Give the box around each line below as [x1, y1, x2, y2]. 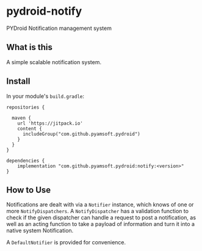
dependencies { [6, 158, 45, 164]
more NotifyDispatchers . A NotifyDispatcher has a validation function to [6, 208, 189, 215]
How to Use [6, 184, 51, 195]
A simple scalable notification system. [6, 58, 102, 65]
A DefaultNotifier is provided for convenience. [6, 239, 126, 246]
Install [6, 76, 31, 87]
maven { [12, 115, 32, 121]
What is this [6, 42, 53, 53]
